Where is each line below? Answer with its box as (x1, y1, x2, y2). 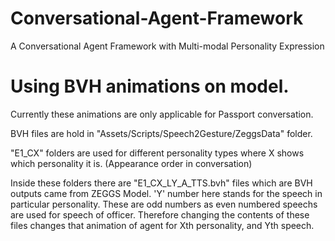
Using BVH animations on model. (10, 75, 290, 98)
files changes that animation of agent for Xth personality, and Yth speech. (10, 219, 315, 231)
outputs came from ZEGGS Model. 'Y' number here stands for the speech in (10, 187, 323, 199)
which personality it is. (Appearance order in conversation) (10, 157, 253, 169)
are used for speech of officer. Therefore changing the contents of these (10, 208, 310, 221)
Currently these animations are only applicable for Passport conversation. (10, 108, 314, 120)
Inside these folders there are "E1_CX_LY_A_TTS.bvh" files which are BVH (10, 177, 313, 189)
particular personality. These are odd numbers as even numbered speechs (10, 198, 318, 210)
